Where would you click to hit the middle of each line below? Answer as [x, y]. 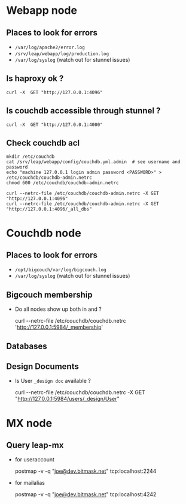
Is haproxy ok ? [35, 79]
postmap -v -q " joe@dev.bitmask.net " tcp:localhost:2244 [86, 471]
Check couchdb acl [43, 143]
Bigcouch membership [49, 295]
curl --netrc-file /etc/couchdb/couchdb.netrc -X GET [80, 392]
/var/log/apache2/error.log [50, 47]
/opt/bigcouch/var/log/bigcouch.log [60, 270]
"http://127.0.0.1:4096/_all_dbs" [49, 209]
